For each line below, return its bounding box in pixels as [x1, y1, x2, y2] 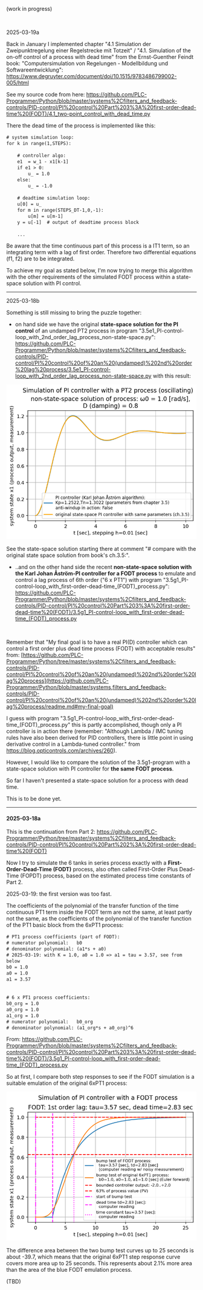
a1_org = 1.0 [6, 1013, 39, 1019]
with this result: [153, 373, 192, 379]
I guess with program [6, 714, 59, 721]
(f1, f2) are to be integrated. [6, 255, 75, 262]
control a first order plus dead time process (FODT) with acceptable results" [6, 644, 196, 652]
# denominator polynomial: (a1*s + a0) [6, 946, 107, 952]
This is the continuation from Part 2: [6, 828, 95, 836]
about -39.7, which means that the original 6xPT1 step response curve [6, 1253, 181, 1260]
